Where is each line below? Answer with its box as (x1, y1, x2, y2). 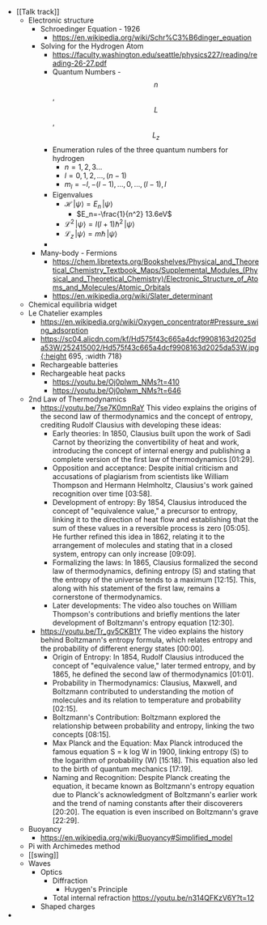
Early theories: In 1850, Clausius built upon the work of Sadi (52, 428, 251, 438)
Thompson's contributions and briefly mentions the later (52, 609, 240, 618)
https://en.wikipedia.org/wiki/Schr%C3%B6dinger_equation (52, 32, 252, 42)
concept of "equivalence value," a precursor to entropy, (52, 506, 238, 516)
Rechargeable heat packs (40, 368, 125, 378)
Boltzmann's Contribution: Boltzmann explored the (52, 712, 221, 722)
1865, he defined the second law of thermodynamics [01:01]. (52, 669, 254, 679)
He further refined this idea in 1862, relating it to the (52, 532, 225, 541)
